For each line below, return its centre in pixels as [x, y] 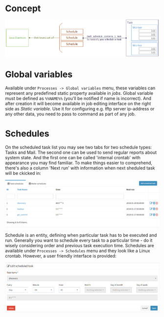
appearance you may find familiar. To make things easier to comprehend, [79, 163]
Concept [23, 9]
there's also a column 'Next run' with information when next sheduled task [80, 168]
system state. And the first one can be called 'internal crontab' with [73, 157]
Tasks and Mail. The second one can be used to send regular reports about [81, 152]
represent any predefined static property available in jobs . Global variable [79, 93]
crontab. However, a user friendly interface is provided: [61, 256]
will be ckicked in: [23, 173]
